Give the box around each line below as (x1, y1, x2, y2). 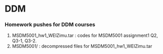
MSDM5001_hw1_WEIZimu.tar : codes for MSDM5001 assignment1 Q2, (12, 32, 158, 38)
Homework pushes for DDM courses (5, 21, 96, 28)
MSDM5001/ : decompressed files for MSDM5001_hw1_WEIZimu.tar (12, 43, 152, 49)
